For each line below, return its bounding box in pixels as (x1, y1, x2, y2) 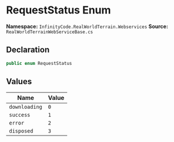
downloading (9, 103, 43, 110)
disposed (9, 128, 34, 134)
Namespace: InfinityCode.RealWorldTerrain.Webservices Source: (6, 23, 169, 30)
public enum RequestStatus (6, 60, 72, 66)
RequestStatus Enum (6, 4, 111, 17)
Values (6, 77, 32, 86)
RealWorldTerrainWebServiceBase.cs (6, 29, 93, 35)
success (9, 112, 31, 119)
